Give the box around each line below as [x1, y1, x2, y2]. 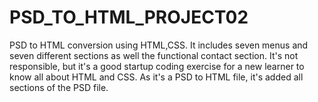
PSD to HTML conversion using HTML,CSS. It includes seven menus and [9, 39, 309, 51]
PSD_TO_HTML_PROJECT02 [9, 6, 249, 29]
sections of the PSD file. [9, 81, 109, 93]
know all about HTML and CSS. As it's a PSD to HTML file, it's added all [9, 71, 304, 83]
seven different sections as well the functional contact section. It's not [9, 49, 299, 61]
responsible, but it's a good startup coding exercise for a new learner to [9, 60, 305, 72]
